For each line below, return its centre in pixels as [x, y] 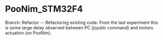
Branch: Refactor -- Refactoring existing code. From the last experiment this [81, 22]
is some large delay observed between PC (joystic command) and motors [79, 27]
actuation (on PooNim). [28, 33]
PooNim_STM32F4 [44, 9]
